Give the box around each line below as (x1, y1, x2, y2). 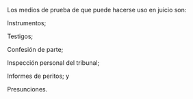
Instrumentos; (7, 19, 47, 27)
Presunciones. (7, 85, 48, 93)
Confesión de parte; (7, 46, 64, 53)
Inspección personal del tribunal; (7, 59, 100, 67)
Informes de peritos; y (7, 72, 70, 80)
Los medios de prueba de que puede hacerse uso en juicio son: (7, 6, 187, 14)
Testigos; (7, 32, 34, 40)
